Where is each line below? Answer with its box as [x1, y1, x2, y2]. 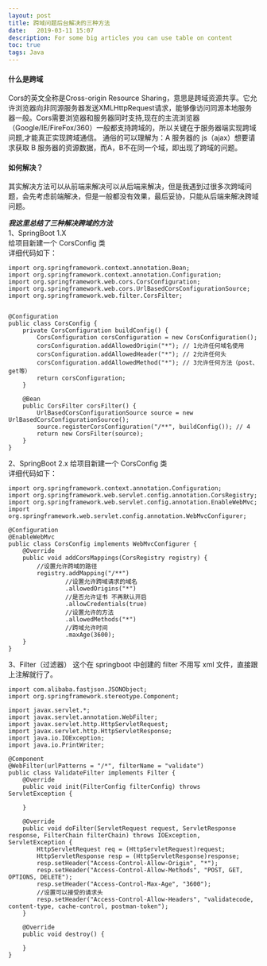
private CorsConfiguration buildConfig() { [22, 327, 169, 334]
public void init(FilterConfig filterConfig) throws [22, 783, 201, 791]
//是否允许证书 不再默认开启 [64, 593, 147, 601]
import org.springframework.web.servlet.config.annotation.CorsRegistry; [8, 492, 258, 500]
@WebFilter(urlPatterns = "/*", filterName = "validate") [8, 762, 204, 771]
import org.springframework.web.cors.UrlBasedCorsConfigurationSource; [8, 285, 250, 293]
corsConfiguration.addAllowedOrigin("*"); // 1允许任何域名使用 [37, 342, 245, 350]
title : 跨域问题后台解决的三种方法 [8, 19, 110, 27]
